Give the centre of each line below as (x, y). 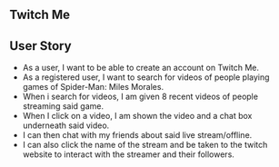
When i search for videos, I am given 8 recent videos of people (140, 97)
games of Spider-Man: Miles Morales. (93, 87)
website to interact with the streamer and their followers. (128, 154)
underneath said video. (66, 125)
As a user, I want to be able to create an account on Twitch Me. (140, 68)
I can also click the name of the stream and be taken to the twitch (145, 145)
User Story (40, 46)
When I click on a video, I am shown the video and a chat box (137, 116)
